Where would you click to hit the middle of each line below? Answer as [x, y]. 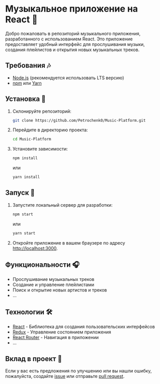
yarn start [24, 233]
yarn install [26, 177]
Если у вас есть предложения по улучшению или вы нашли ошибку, [78, 371]
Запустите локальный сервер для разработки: [62, 205]
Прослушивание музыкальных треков [53, 279]
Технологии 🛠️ [29, 312]
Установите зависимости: [40, 149]
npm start [23, 214]
